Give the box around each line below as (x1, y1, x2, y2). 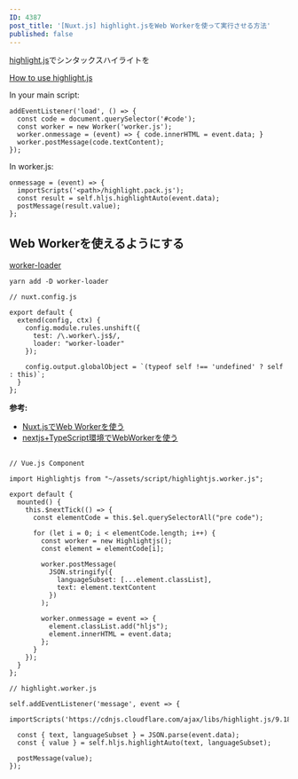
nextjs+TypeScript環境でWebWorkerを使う (21, 432, 179, 444)
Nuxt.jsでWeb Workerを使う (21, 421, 125, 432)
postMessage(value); (17, 753, 93, 763)
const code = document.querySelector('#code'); (17, 114, 197, 124)
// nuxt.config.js (9, 293, 77, 302)
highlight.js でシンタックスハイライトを (9, 55, 150, 66)
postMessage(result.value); (17, 201, 122, 211)
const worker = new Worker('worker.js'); (17, 122, 173, 131)
